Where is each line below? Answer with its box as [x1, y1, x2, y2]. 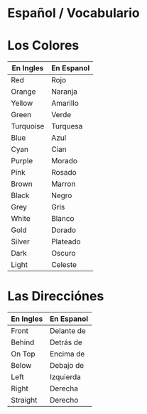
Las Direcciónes [7, 288, 104, 305]
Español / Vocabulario [7, 5, 140, 21]
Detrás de [49, 337, 83, 347]
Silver [11, 236, 31, 246]
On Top [11, 349, 36, 359]
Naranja [50, 87, 78, 97]
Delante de [49, 326, 87, 336]
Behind [11, 337, 35, 347]
